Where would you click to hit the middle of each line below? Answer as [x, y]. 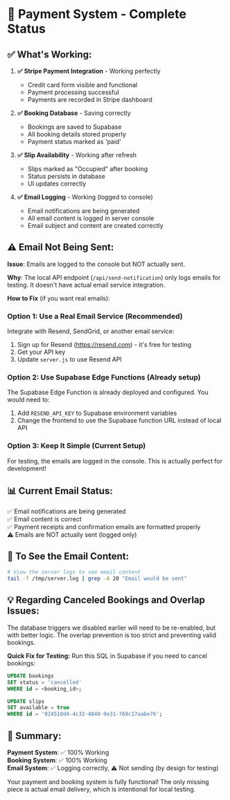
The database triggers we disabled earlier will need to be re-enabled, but [112, 628]
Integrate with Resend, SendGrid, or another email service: [91, 331]
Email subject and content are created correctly [96, 225]
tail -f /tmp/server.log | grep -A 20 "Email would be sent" [97, 579]
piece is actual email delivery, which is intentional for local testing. [101, 789]
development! [27, 468]
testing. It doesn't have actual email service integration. [86, 285]
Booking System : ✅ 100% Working [57, 760]
